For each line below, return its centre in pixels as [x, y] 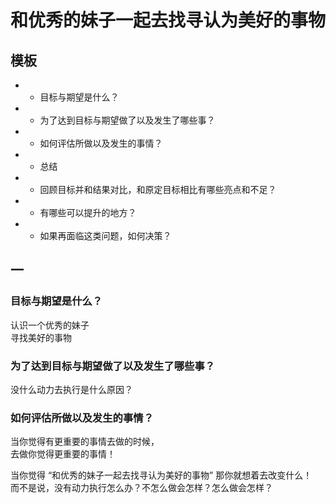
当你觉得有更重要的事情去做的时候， [85, 442]
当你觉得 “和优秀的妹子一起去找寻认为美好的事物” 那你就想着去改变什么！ [161, 475]
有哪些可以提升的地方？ [88, 212]
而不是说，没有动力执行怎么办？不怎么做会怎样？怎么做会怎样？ [141, 488]
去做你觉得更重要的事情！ [63, 454]
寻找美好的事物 [41, 337]
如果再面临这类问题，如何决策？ [105, 235]
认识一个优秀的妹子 [50, 325]
